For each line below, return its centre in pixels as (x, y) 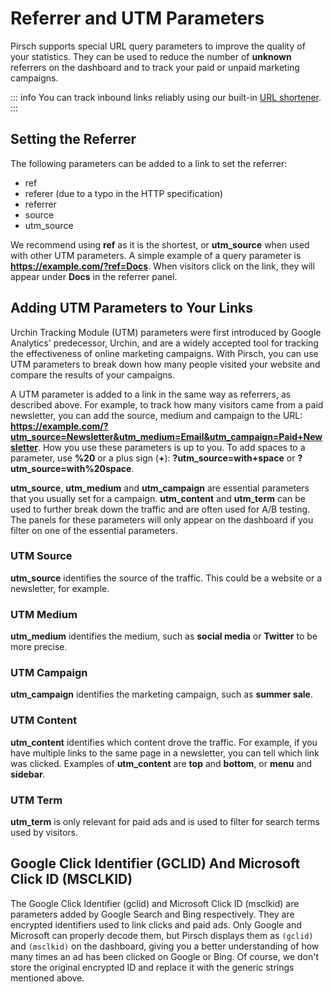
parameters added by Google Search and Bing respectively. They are (152, 914)
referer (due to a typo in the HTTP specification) (124, 193)
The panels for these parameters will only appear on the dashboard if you (162, 519)
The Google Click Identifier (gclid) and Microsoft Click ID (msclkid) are (155, 903)
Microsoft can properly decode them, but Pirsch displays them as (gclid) (162, 935)
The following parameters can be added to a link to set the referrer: (149, 163)
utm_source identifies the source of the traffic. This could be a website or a (166, 578)
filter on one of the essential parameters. (94, 530)
